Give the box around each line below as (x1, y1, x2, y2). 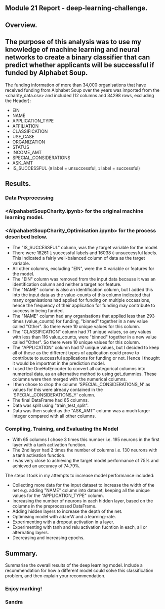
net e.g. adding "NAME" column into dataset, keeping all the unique (12, 488, 150, 494)
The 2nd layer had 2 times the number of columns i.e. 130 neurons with (12, 447, 158, 453)
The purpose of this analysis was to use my (5, 38, 142, 46)
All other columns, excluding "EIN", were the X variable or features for (12, 266, 155, 272)
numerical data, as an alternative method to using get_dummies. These (12, 371, 157, 377)
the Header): (5, 98, 31, 104)
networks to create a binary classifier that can (5, 53, 150, 61)
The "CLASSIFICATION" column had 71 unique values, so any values (12, 329, 152, 335)
